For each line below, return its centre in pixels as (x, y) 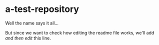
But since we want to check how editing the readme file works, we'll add (80, 32)
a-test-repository (42, 9)
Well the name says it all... (32, 23)
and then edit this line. (28, 38)
